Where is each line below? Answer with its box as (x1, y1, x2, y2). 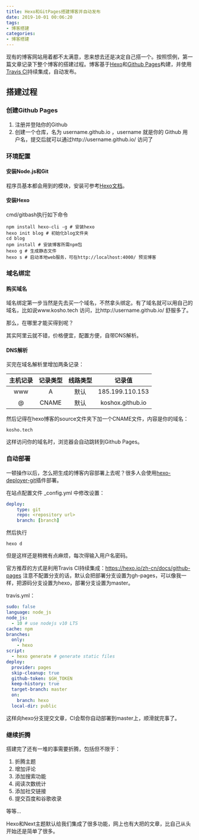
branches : (6, 631, 31, 637)
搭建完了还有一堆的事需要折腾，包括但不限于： (6, 745, 120, 753)
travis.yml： (6, 592, 36, 599)
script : (6, 648, 25, 654)
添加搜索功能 (14, 773, 46, 780)
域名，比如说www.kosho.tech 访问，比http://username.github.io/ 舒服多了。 (6, 306, 192, 314)
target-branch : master (11, 686, 68, 692)
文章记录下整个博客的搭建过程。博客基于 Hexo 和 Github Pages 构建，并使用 (11, 60, 192, 68)
